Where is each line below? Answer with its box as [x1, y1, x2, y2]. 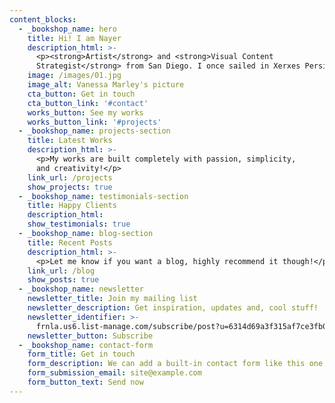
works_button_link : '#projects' [27, 117, 162, 127]
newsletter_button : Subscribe [27, 331, 154, 341]
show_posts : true [27, 275, 100, 285]
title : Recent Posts [27, 237, 113, 248]
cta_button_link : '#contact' [27, 98, 149, 108]
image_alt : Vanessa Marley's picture [27, 80, 185, 90]
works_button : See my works [27, 107, 144, 118]
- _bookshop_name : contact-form [18, 340, 154, 350]
